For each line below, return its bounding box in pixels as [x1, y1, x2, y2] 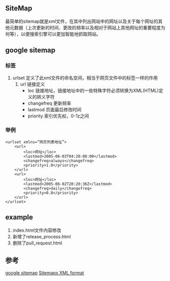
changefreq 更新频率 [27, 100, 72, 106]
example [5, 213, 33, 222]
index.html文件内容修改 [12, 227, 62, 233]
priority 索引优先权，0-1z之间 [27, 113, 89, 119]
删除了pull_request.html [12, 240, 62, 246]
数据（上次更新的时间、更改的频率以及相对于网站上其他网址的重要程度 [14, 24, 161, 30]
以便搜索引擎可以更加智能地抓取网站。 [20, 30, 101, 37]
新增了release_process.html [12, 233, 71, 239]
